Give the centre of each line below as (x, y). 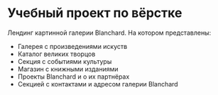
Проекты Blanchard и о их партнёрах (73, 77)
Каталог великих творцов (56, 54)
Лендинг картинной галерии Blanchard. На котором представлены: (109, 33)
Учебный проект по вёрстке (95, 13)
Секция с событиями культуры (65, 61)
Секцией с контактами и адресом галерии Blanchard (98, 84)
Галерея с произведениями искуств (72, 46)
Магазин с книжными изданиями (68, 69)
